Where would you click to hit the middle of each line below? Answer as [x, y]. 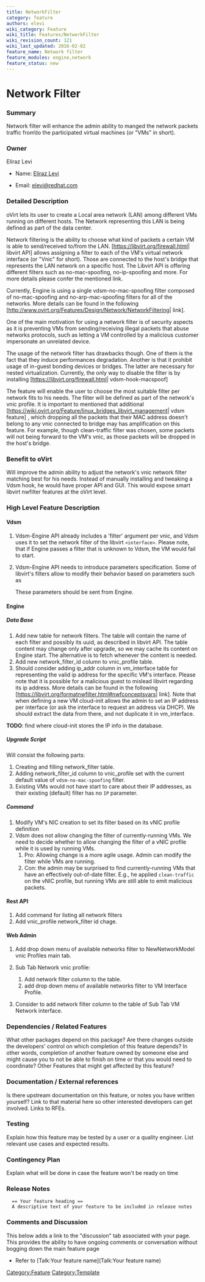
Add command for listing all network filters [69, 915]
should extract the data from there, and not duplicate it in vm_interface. [105, 713]
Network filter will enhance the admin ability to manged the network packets [102, 126]
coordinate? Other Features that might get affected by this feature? [90, 1066]
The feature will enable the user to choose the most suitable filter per [93, 391]
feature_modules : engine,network [49, 58]
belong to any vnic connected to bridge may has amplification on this [93, 424]
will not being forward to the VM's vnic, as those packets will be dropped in [101, 437]
